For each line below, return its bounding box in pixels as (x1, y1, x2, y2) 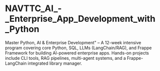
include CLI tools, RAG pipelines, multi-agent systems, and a (5, 55, 126, 61)
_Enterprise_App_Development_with (5, 13, 156, 24)
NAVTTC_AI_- (5, 3, 62, 14)
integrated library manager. (27, 60, 82, 66)
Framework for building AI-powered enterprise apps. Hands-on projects (5, 50, 149, 56)
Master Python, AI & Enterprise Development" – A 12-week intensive (5, 39, 142, 45)
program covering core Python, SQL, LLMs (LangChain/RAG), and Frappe (5, 45, 152, 51)
